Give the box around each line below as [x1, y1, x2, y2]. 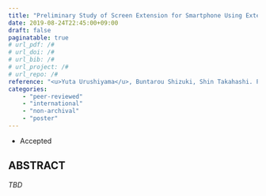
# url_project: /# [8, 63, 69, 71]
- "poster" [22, 115, 59, 122]
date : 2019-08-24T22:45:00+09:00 [8, 19, 119, 27]
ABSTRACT [8, 159, 66, 172]
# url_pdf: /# [8, 41, 55, 49]
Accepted [19, 136, 52, 145]
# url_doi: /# [8, 48, 55, 56]
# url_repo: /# [8, 70, 59, 78]
